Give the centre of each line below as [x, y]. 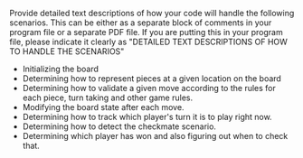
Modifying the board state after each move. [103, 107]
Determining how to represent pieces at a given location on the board [152, 79]
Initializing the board [61, 69]
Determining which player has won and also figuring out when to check [155, 136]
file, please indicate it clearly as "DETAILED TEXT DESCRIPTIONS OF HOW [148, 42]
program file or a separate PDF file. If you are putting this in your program [146, 32]
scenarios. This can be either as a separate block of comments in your [141, 23]
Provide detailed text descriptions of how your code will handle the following [152, 13]
